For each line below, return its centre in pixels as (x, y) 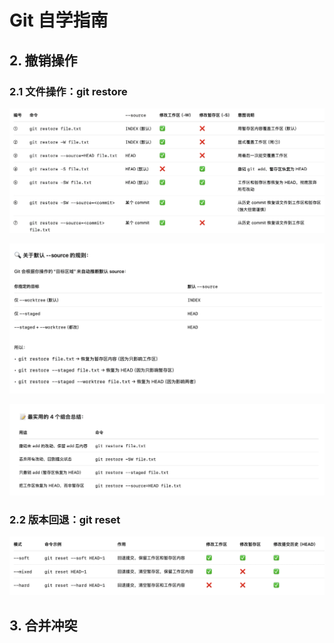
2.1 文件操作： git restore (68, 91)
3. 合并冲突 (43, 625)
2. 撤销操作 (43, 60)
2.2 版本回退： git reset (65, 519)
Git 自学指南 (59, 20)
